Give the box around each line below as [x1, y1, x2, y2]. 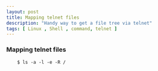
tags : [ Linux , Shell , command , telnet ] [6, 25, 118, 32]
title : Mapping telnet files [6, 14, 80, 20]
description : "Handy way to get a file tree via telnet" [6, 20, 153, 26]
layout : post [6, 8, 39, 15]
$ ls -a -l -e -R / [17, 59, 66, 65]
